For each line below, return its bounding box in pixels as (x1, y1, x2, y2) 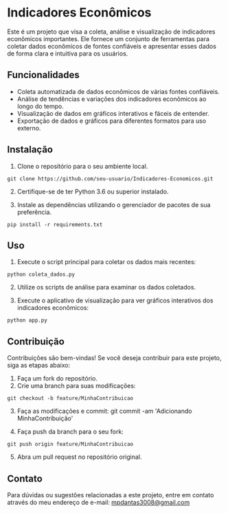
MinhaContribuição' (16, 414, 73, 422)
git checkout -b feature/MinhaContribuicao (7, 395, 134, 402)
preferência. (16, 208, 52, 216)
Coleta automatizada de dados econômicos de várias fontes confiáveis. (16, 87, 220, 95)
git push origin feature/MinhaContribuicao (7, 441, 134, 448)
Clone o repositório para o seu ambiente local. (16, 162, 148, 170)
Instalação (7, 144, 54, 156)
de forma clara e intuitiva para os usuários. (7, 49, 128, 58)
